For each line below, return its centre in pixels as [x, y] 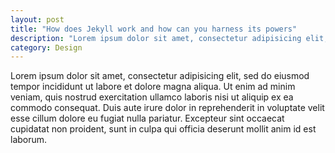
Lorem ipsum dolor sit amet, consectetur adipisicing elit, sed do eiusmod [160, 76]
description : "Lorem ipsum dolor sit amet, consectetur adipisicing [156, 38]
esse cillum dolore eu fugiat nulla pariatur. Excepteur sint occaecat [147, 118]
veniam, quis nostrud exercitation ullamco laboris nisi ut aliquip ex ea [152, 97]
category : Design [46, 47]
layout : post [37, 19]
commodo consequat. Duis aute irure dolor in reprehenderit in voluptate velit [167, 108]
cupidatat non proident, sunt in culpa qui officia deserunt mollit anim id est [163, 129]
